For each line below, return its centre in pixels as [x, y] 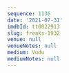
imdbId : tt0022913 [33, 26]
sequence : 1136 [29, 14]
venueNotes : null [32, 46]
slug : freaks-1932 [33, 33]
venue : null [24, 40]
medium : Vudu [26, 53]
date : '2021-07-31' [35, 20]
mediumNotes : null [33, 59]
